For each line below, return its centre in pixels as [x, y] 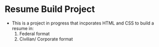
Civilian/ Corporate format [46, 39]
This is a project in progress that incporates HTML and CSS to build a [83, 23]
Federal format [35, 33]
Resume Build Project [50, 9]
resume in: [23, 28]
